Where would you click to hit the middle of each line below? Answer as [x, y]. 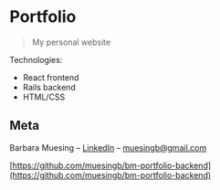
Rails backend [49, 87]
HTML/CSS [44, 97]
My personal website [71, 42]
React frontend [51, 77]
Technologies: [36, 59]
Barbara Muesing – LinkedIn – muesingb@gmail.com [108, 147]
